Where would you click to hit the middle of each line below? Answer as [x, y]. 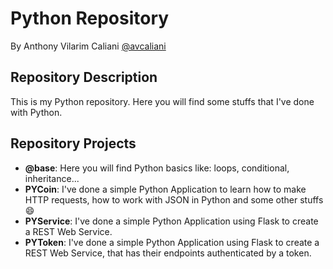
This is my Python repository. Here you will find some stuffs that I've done [162, 101]
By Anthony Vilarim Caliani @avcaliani [88, 46]
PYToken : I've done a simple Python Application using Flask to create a [172, 242]
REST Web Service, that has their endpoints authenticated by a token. [168, 253]
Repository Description [84, 77]
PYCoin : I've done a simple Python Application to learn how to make [165, 189]
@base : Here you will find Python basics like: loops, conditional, [157, 168]
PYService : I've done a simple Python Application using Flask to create [171, 221]
